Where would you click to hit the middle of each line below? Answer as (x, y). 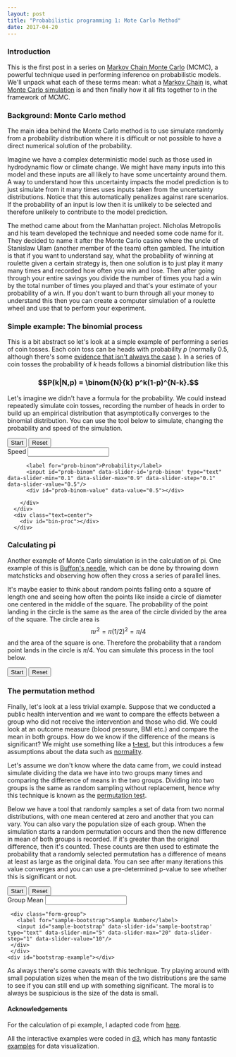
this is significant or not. (42, 876)
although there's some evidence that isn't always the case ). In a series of (114, 357)
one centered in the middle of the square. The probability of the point (108, 604)
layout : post (26, 14)
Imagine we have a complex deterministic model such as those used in (110, 159)
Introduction (29, 52)
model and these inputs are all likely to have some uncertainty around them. (117, 174)
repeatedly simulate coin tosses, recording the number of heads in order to (116, 405)
